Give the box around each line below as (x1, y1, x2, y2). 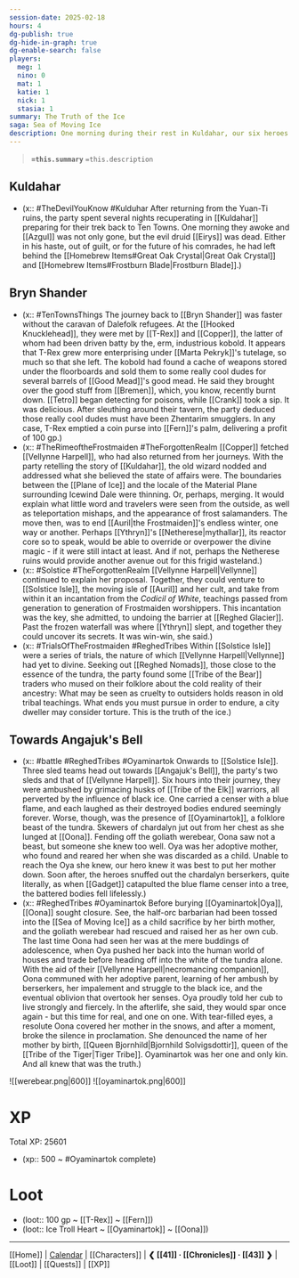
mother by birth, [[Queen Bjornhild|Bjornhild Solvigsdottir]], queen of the (21, 1039, 289, 1051)
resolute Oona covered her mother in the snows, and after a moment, (21, 1021, 276, 1031)
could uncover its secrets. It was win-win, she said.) (21, 631, 214, 641)
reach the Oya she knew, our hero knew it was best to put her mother (21, 860, 277, 871)
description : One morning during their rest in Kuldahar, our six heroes (9, 129, 289, 138)
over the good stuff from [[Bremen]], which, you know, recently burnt (21, 385, 276, 395)
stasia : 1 (17, 104, 53, 113)
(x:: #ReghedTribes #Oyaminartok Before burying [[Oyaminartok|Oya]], (21, 898, 283, 908)
